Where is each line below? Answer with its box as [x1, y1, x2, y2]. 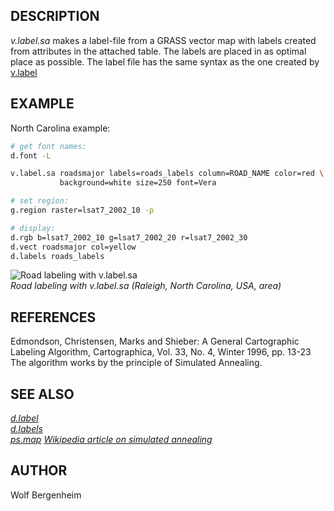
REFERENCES [10, 309, 97, 326]
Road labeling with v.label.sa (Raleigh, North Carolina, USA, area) [10, 280, 282, 292]
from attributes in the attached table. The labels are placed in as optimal [10, 45, 307, 57]
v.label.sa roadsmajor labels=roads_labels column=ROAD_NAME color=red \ [10, 169, 325, 179]
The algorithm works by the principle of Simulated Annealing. [10, 357, 263, 369]
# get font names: [10, 141, 87, 151]
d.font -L [10, 150, 52, 161]
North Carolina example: [10, 122, 111, 134]
